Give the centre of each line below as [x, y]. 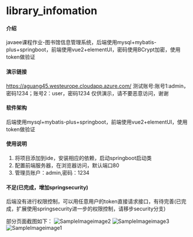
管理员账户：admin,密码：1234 [52, 173]
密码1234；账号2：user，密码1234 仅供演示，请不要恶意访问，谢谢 [87, 93]
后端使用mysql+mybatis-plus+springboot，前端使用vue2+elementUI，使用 [97, 122]
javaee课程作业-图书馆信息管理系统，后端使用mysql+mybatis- [81, 42]
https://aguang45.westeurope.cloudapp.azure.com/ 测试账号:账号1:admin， [98, 86]
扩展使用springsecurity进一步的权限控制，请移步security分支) [91, 209]
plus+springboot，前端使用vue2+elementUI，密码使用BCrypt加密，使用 [93, 50]
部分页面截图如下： [29, 221]
